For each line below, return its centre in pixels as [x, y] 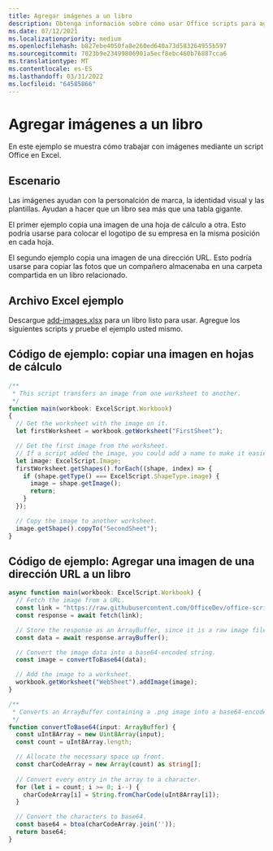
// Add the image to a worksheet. [74, 675]
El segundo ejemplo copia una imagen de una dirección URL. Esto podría [130, 258]
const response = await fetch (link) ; [80, 615]
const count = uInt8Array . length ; [74, 742]
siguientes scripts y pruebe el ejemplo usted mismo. [95, 329]
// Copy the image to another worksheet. [87, 521]
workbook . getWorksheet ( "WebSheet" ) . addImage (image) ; [107, 682]
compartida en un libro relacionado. [68, 275]
